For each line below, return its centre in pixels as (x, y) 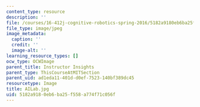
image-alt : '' (29, 51)
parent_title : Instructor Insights (50, 67)
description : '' (26, 17)
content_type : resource (36, 12)
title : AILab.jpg (28, 89)
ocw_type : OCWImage (30, 61)
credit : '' (25, 45)
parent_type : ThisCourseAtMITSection (53, 73)
